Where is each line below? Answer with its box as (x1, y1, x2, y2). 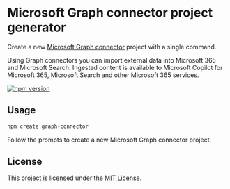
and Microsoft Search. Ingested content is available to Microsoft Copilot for (7, 63, 223, 72)
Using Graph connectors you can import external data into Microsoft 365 (7, 56, 216, 64)
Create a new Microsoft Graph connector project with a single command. (7, 42, 217, 51)
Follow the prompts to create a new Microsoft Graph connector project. (7, 135, 212, 144)
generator (7, 19, 66, 35)
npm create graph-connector (7, 123, 89, 130)
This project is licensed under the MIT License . (7, 174, 142, 182)
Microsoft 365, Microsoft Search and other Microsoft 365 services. (7, 71, 199, 79)
